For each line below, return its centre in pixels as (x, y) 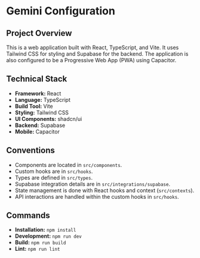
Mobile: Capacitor (37, 131)
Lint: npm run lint (37, 249)
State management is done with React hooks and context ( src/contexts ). (104, 190)
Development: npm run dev (48, 236)
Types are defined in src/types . (54, 177)
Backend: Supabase (40, 125)
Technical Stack (37, 79)
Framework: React (38, 93)
